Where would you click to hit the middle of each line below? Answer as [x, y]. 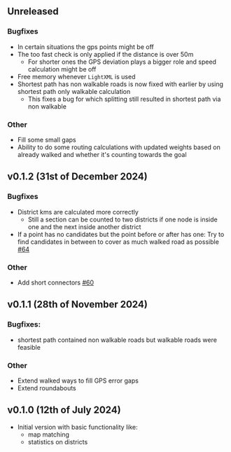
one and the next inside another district [84, 226]
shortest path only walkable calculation [74, 91]
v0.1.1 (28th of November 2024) [78, 304]
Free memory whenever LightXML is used [76, 76]
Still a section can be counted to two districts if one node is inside [123, 219]
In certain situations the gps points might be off [85, 47]
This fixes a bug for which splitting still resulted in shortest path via [124, 99]
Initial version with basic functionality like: [77, 427]
